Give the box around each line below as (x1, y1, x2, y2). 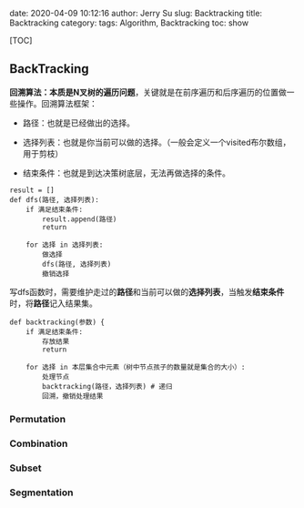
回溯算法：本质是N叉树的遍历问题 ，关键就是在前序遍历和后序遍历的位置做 (9, 86, 287, 97)
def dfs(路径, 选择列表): (9, 195, 100, 204)
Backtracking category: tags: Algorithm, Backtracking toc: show (9, 17, 248, 28)
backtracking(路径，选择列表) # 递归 (42, 381, 173, 391)
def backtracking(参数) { (9, 318, 105, 327)
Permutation (9, 412, 66, 425)
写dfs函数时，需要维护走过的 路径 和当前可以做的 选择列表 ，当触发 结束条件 (9, 286, 285, 297)
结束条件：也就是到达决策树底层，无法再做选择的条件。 (22, 168, 230, 178)
